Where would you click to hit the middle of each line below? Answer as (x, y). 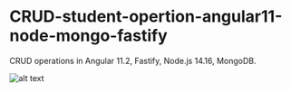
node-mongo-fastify (88, 36)
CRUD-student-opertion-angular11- (146, 17)
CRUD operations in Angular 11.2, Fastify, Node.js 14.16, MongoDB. (133, 60)
